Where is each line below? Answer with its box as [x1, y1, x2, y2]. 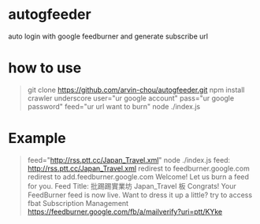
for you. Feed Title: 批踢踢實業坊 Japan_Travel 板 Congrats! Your [27, 181, 236, 190]
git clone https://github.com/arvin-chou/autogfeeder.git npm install [27, 85, 245, 94]
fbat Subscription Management [27, 198, 128, 207]
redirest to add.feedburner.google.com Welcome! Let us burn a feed [27, 171, 250, 182]
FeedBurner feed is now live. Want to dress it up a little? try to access [27, 190, 253, 200]
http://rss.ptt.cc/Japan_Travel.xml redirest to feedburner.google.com [27, 163, 250, 173]
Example [8, 130, 66, 147]
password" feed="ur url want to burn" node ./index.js [27, 101, 201, 111]
